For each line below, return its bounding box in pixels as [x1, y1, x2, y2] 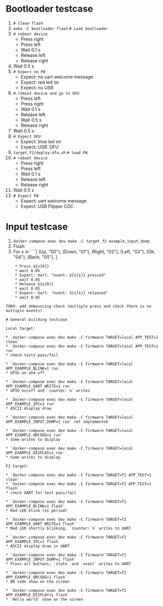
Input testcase [6, 221, 68, 232]
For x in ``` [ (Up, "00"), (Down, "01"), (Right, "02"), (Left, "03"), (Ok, [13, 248, 155, 254]
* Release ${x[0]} [15, 281, 54, 287]
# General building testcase [6, 317, 68, 322]
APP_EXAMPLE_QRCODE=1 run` [6, 432, 63, 437]
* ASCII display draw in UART [6, 544, 70, 549]
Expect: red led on [20, 79, 59, 85]
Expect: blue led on [20, 138, 61, 145]
